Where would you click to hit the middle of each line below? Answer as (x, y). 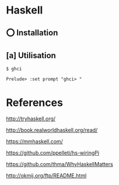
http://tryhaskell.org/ (31, 119)
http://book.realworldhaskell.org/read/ (52, 130)
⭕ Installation (32, 33)
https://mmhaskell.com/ (34, 142)
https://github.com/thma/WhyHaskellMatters (60, 164)
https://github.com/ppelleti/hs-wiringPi (53, 153)
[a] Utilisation (31, 55)
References (34, 102)
